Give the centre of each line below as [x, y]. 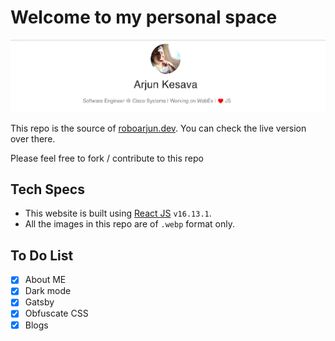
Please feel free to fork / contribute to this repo [107, 158]
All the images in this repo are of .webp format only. [129, 224]
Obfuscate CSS [56, 313]
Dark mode [48, 291]
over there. [33, 138]
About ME [45, 280]
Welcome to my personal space [144, 17]
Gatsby [39, 302]
